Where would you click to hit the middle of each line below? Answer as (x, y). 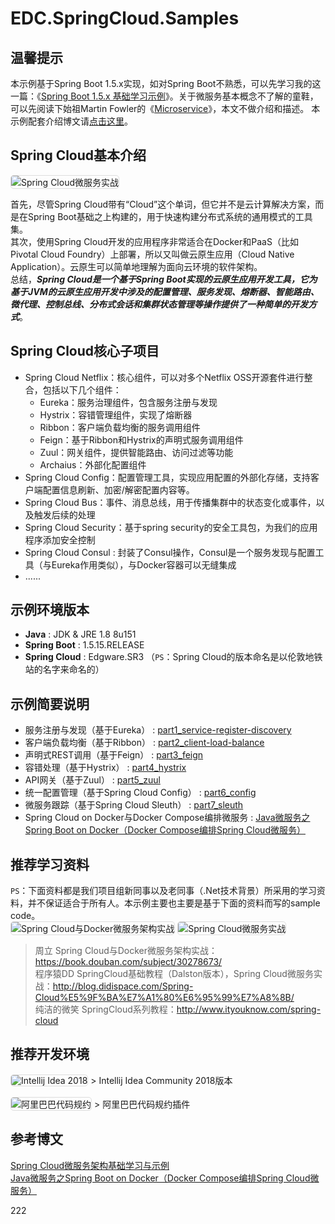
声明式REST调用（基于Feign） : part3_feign (114, 755)
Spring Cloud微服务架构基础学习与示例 (90, 1165)
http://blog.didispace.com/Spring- (123, 986)
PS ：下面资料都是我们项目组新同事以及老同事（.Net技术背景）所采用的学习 (163, 891)
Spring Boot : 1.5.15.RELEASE (84, 645)
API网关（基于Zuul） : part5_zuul (92, 780)
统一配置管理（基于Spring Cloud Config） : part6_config (140, 793)
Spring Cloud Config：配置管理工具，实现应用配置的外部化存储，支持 (167, 477)
